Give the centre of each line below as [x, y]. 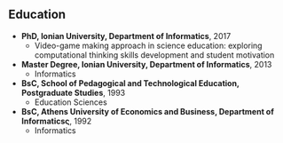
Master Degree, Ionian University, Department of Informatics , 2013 [146, 64]
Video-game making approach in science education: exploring [148, 45]
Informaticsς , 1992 [56, 121]
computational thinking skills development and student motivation [154, 55]
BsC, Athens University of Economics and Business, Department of [147, 111]
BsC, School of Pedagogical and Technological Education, [130, 83]
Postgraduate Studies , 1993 [73, 92]
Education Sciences [71, 102]
